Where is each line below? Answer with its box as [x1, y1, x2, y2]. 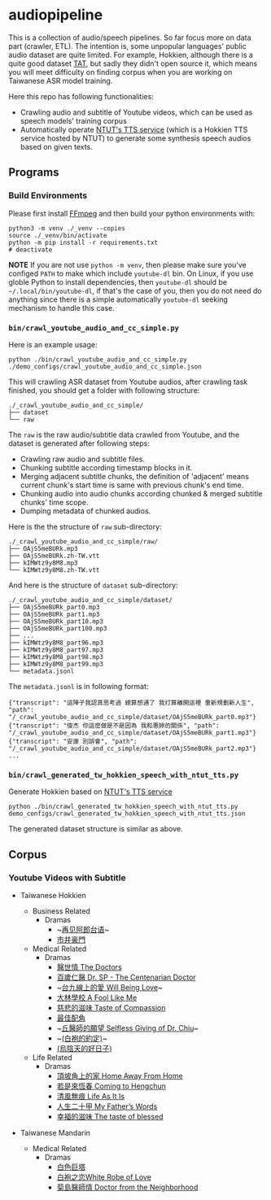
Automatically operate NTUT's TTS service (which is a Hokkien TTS [20, 124, 248, 134]
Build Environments [8, 190, 88, 201]
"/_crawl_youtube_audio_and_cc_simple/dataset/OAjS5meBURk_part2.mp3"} [8, 744, 256, 753]
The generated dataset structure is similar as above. [8, 824, 183, 834]
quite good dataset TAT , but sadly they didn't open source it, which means [8, 59, 258, 68]
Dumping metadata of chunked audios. [20, 506, 151, 516]
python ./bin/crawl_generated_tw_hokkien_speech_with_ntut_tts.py [8, 803, 238, 811]
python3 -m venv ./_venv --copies [8, 224, 126, 233]
